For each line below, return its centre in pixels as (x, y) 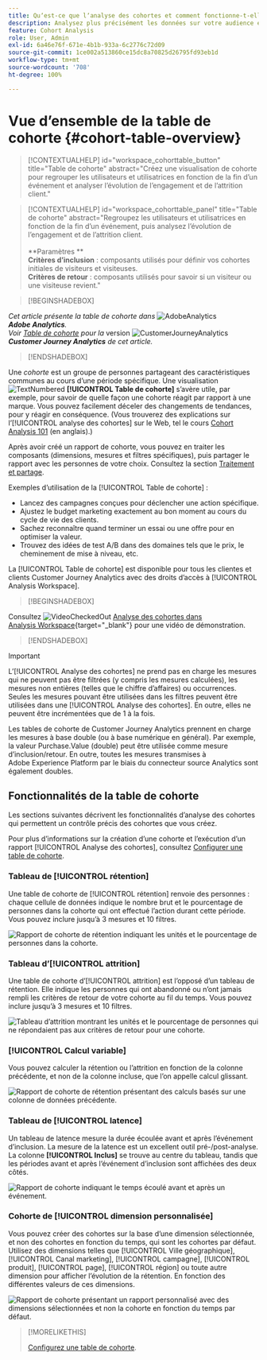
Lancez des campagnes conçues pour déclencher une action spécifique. (139, 502)
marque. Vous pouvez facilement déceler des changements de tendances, (130, 405)
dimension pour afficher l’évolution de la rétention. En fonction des (117, 1276)
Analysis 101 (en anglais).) (50, 431)
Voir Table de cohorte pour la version (69, 333)
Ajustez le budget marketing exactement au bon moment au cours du (133, 511)
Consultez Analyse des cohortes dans (105, 616)
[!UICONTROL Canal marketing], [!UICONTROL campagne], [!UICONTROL (129, 1259)
